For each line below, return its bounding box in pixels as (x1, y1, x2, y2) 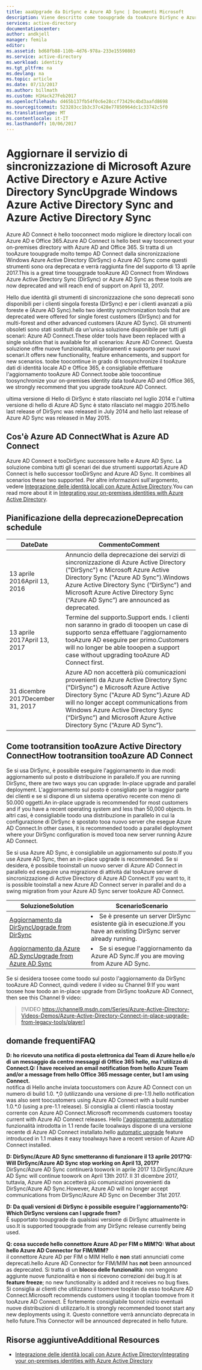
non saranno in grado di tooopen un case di (65, 620, 188, 629)
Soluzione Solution (20, 902, 74, 910)
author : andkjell (6, 31, 50, 37)
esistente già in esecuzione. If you (91, 919, 185, 928)
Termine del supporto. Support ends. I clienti (65, 613, 189, 621)
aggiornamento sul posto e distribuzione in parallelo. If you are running (6, 773, 180, 781)
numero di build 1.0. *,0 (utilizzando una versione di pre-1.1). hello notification (6, 1090, 195, 1098)
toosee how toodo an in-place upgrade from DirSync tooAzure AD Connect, (6, 987, 194, 995)
